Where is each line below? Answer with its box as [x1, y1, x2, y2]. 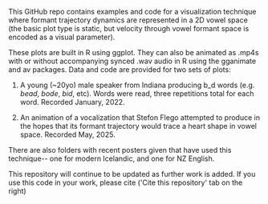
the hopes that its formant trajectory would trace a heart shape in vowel [19, 122, 257, 130]
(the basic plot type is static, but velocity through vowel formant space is [8, 24, 250, 33]
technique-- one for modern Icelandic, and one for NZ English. [8, 154, 215, 163]
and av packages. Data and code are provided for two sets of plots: [8, 65, 231, 74]
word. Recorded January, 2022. [19, 98, 126, 106]
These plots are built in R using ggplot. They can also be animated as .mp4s [8, 48, 259, 57]
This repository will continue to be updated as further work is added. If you [8, 170, 256, 178]
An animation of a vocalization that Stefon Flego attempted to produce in [19, 113, 261, 122]
